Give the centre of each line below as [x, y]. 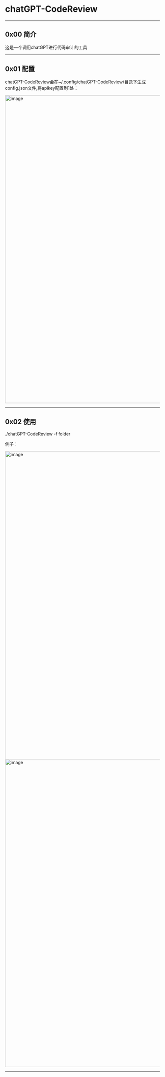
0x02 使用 [21, 421]
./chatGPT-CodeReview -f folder [38, 434]
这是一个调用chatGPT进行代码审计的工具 [46, 47]
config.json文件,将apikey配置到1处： [42, 88]
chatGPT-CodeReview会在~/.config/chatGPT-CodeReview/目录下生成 [76, 82]
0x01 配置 [20, 69]
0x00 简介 [21, 35]
